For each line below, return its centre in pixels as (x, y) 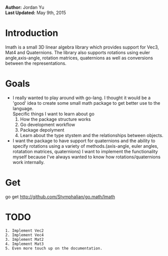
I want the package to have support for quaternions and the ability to (84, 141)
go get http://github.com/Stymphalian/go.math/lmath (60, 196)
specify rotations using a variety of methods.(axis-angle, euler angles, (86, 146)
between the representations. (36, 63)
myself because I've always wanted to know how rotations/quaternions (86, 157)
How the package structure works (55, 119)
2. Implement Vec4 (24, 235)
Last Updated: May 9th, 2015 (36, 13)
